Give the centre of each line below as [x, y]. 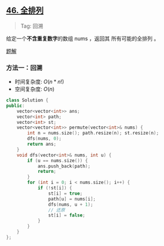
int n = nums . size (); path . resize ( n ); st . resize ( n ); [93, 133]
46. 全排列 [25, 11]
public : [16, 106]
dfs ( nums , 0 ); [44, 139]
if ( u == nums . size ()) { [58, 160]
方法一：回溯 [24, 68]
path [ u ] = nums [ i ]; [72, 199]
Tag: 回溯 [32, 26]
